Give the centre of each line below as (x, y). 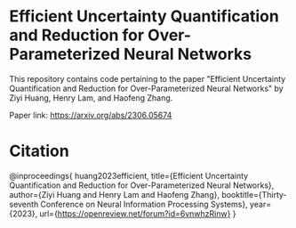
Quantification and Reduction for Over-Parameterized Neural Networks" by (146, 88)
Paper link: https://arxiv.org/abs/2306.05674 (91, 115)
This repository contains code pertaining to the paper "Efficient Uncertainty (148, 78)
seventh (24, 204)
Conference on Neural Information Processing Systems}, (144, 204)
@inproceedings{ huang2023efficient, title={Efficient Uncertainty (129, 175)
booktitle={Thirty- (254, 194)
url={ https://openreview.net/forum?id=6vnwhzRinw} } (138, 213)
